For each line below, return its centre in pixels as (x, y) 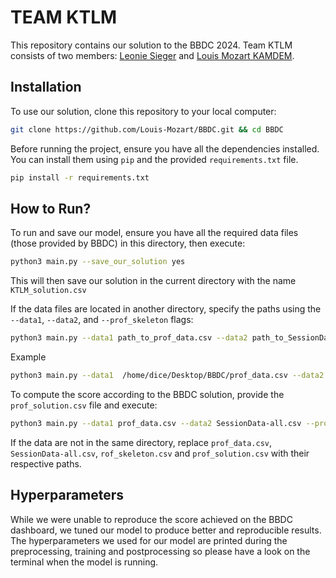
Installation (46, 87)
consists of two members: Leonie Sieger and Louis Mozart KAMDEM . (152, 55)
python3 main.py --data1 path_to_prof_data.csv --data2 (129, 338)
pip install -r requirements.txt (80, 177)
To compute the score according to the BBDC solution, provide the (147, 394)
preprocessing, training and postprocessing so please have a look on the (160, 551)
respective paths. (46, 463)
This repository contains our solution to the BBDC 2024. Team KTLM (151, 45)
